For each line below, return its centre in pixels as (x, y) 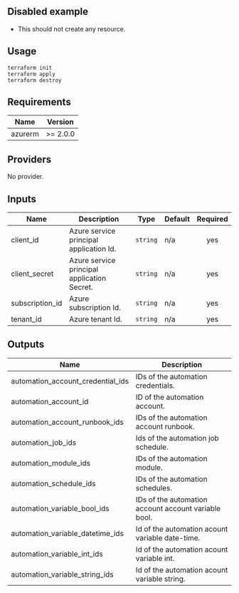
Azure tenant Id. (95, 319)
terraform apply (31, 74)
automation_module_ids (51, 463)
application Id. (92, 249)
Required (212, 219)
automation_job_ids (44, 443)
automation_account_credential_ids (70, 381)
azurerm (25, 134)
